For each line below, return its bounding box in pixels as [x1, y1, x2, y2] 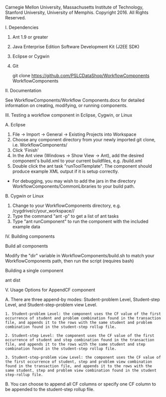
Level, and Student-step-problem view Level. [5, 302, 98, 307]
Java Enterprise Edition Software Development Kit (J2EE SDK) [12, 44, 140, 49]
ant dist [5, 277, 21, 283]
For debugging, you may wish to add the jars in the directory [12, 178, 136, 184]
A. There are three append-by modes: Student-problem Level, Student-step [5, 297, 160, 302]
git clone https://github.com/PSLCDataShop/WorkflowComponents [12, 73, 150, 79]
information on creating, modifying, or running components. [5, 102, 128, 108]
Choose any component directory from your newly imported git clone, [12, 137, 156, 142]
